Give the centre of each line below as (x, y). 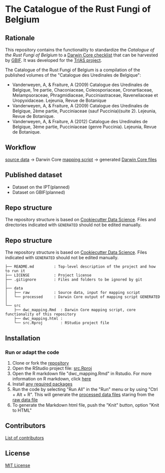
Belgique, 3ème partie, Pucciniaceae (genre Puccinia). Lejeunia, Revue (84, 127)
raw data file (25, 400)
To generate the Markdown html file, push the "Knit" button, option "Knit (86, 405)
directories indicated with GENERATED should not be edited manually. (73, 225)
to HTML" (22, 410)
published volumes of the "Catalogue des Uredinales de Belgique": (73, 75)
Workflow (21, 148)
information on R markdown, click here (52, 378)
